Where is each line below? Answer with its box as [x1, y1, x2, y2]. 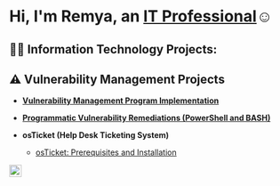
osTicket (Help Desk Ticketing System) [21, 130, 170, 141]
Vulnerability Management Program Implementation [21, 95, 220, 106]
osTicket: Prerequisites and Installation [35, 147, 178, 158]
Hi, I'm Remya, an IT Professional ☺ [9, 6, 273, 27]
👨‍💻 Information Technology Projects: [9, 42, 218, 57]
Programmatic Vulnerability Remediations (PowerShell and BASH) [21, 113, 271, 124]
